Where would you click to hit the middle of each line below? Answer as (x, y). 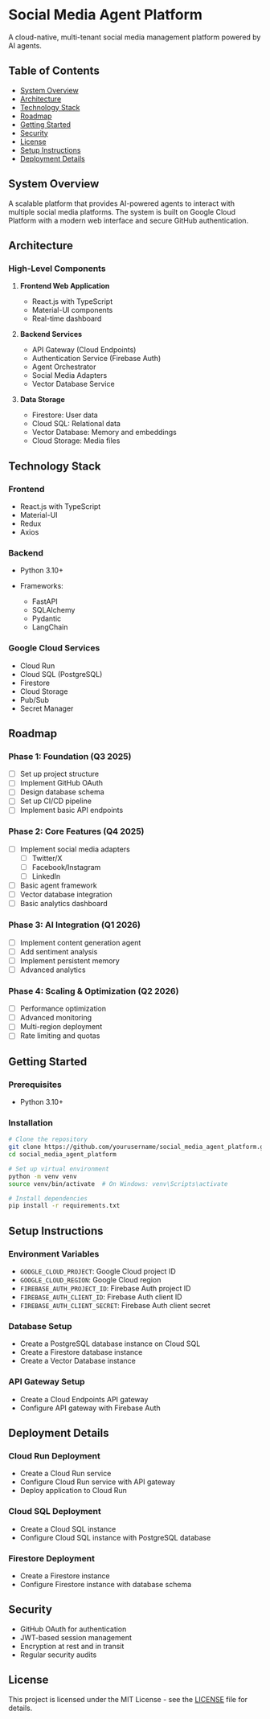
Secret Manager (47, 708)
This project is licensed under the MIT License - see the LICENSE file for (128, 1699)
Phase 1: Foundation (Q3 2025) (70, 756)
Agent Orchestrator (64, 367)
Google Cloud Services (54, 648)
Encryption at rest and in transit (72, 1646)
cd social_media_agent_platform (62, 1155)
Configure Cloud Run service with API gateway (97, 1482)
